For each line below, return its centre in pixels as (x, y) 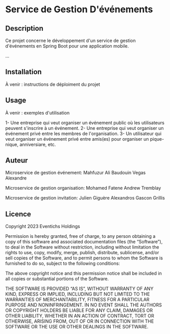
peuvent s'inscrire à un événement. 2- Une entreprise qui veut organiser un (85, 128)
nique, (12, 144)
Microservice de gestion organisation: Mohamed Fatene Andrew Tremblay (83, 188)
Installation (23, 72)
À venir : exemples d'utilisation (38, 113)
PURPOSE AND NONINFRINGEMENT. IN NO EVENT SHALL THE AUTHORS (84, 305)
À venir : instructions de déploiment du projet (53, 84)
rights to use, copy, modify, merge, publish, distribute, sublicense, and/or (82, 253)
